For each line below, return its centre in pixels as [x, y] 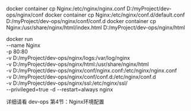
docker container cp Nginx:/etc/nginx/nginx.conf [66, 9]
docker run [20, 39]
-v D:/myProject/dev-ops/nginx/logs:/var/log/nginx [68, 58]
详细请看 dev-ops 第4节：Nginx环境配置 [55, 102]
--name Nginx [23, 45]
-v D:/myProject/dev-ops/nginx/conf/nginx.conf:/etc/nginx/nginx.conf [92, 70]
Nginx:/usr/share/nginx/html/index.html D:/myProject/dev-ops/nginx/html [95, 27]
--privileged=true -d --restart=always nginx [60, 89]
